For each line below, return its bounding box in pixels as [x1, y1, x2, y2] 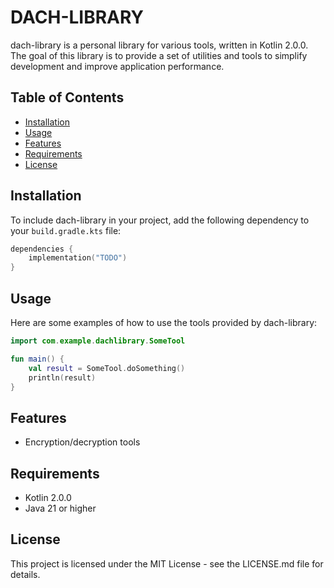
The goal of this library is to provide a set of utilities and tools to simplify [10, 49, 308, 61]
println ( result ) [28, 372, 97, 383]
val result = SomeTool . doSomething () [28, 363, 186, 373]
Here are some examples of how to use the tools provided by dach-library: [10, 317, 318, 328]
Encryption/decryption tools [24, 436, 141, 448]
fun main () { [10, 354, 65, 364]
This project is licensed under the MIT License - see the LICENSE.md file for [10, 557, 324, 570]
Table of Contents [10, 89, 125, 106]
